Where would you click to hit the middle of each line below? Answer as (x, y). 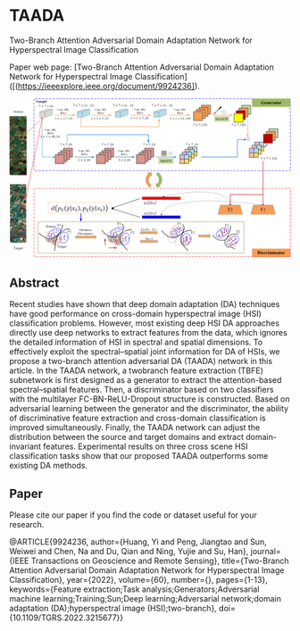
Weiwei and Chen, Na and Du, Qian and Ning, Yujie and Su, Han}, (129, 552)
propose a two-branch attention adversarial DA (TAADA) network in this (141, 361)
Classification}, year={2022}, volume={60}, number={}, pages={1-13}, (138, 580)
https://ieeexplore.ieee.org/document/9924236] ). (109, 86)
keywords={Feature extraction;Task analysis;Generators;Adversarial (134, 589)
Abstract (34, 282)
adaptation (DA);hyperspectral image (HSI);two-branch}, (113, 609)
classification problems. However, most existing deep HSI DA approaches (144, 323)
